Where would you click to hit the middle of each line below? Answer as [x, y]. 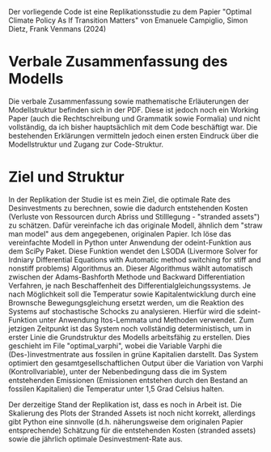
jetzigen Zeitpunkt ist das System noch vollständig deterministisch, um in [130, 328]
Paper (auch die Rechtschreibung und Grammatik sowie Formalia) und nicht [134, 118]
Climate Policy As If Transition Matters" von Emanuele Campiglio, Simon [128, 20]
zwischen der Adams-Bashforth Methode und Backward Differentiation [127, 277]
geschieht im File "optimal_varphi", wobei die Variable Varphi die [115, 345]
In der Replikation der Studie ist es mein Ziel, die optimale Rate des [119, 199]
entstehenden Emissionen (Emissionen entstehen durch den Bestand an [128, 380]
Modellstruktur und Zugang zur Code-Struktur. [86, 144]
